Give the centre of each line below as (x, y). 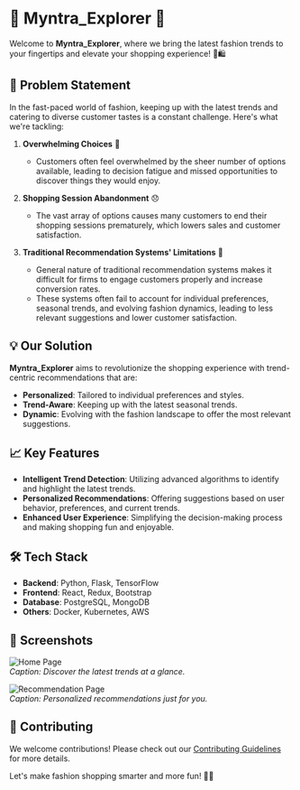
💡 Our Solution (51, 346)
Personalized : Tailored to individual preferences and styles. (133, 395)
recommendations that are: (87, 377)
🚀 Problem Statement (70, 85)
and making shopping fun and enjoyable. (98, 527)
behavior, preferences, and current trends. (101, 508)
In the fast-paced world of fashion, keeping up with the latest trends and (144, 107)
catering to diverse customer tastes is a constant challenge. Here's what (144, 116)
